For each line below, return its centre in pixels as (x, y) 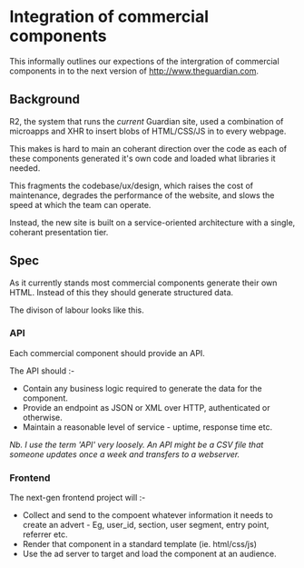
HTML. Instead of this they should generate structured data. (122, 292)
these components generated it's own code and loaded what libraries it (142, 158)
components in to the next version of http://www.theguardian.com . (134, 71)
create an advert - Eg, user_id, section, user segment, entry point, (146, 525)
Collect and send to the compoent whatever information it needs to (148, 515)
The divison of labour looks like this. (77, 310)
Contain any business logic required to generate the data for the (142, 388)
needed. (25, 168)
